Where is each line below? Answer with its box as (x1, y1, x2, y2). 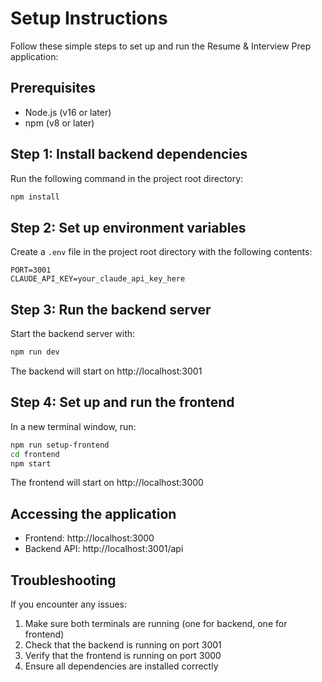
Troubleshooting (10, 572, 117, 589)
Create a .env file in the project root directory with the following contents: (10, 246, 313, 258)
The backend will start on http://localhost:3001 (10, 365, 203, 377)
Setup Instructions (10, 7, 168, 30)
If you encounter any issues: (10, 598, 128, 610)
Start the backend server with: (10, 328, 136, 340)
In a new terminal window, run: (10, 420, 137, 432)
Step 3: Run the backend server (10, 301, 212, 318)
